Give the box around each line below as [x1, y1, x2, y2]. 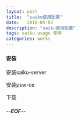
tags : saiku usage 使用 [6, 30, 62, 36]
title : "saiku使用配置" [6, 14, 63, 20]
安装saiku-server [6, 69, 47, 76]
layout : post [6, 8, 38, 15]
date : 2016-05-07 [6, 19, 54, 25]
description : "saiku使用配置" [6, 25, 76, 31]
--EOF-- [6, 107, 26, 114]
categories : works [6, 36, 51, 42]
